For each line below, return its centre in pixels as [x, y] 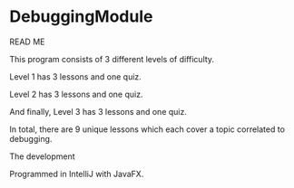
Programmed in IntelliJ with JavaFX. [77, 174]
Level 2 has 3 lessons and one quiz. [76, 94]
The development [42, 156]
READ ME [27, 42]
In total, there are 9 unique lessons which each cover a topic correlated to [147, 129]
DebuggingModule [81, 17]
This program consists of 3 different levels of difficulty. [112, 59]
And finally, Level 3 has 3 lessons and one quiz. [98, 111]
